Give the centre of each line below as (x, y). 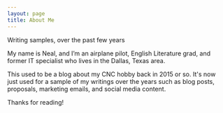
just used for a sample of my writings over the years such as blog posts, (111, 81)
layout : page (26, 14)
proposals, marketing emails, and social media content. (87, 89)
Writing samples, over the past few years (66, 40)
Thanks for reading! (36, 102)
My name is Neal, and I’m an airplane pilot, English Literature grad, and (109, 53)
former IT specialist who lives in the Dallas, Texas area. (86, 60)
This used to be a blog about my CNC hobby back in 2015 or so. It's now (111, 74)
